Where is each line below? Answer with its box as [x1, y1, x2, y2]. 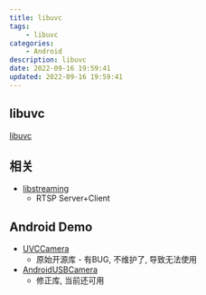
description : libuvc [9, 55, 88, 64]
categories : [9, 38, 54, 48]
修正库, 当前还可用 [35, 275, 105, 286]
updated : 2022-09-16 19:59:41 [9, 73, 124, 82]
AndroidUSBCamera [22, 264, 98, 275]
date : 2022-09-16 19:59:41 [9, 64, 111, 74]
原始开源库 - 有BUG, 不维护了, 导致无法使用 [35, 254, 197, 265]
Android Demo [9, 219, 93, 234]
